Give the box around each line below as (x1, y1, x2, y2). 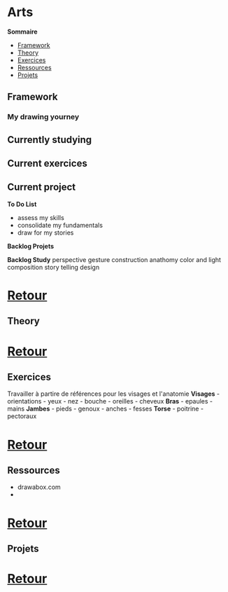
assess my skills (17, 213, 64, 221)
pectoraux (7, 412, 37, 420)
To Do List (7, 200, 37, 208)
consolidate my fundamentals (17, 221, 104, 229)
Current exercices (7, 158, 87, 170)
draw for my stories (17, 228, 74, 237)
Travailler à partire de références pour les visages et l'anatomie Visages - (7, 390, 220, 398)
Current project (7, 181, 76, 193)
